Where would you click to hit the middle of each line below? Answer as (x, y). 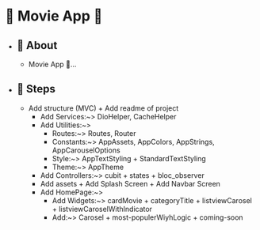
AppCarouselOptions (86, 150)
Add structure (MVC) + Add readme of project (103, 108)
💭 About (37, 45)
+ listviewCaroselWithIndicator (102, 209)
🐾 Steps (36, 89)
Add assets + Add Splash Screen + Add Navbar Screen (130, 183)
